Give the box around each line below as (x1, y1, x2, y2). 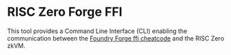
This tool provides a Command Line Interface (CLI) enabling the (7, 27, 188, 35)
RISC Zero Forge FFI (7, 4, 123, 20)
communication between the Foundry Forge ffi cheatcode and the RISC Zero (7, 34, 225, 42)
